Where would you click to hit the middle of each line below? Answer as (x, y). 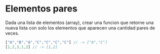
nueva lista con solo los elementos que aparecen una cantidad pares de (80, 27)
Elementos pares (41, 9)
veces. (12, 33)
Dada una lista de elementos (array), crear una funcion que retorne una (79, 22)
